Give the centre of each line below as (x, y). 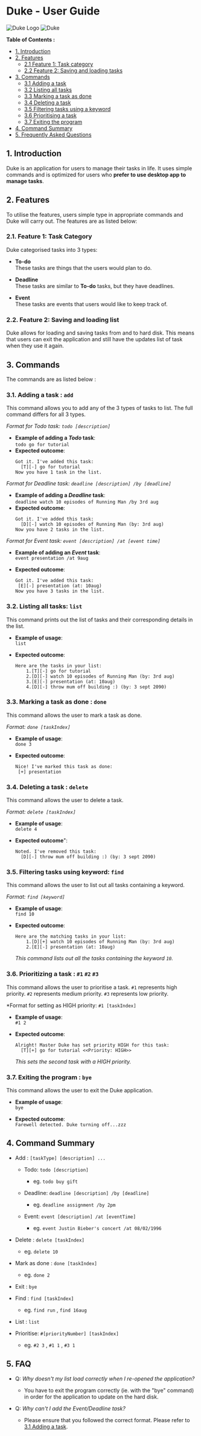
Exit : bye (26, 1286)
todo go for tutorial (42, 445)
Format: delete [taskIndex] (41, 812)
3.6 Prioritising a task (50, 115)
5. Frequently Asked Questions (53, 135)
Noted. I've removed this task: (56, 852)
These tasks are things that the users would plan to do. (83, 268)
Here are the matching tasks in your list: (71, 937)
